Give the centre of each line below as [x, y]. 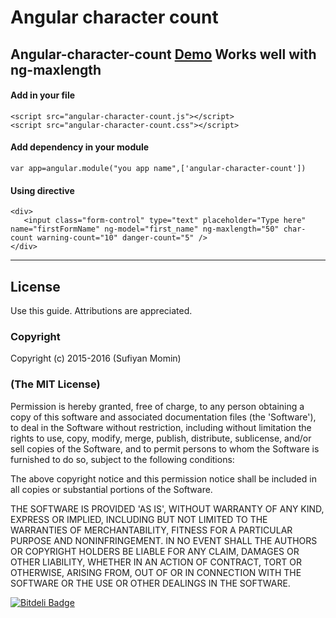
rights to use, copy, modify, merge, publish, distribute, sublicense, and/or [161, 438]
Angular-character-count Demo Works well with [163, 54]
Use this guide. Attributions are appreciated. [101, 310]
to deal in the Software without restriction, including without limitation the [161, 427]
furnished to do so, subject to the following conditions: [122, 459]
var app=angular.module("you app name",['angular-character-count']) [158, 168]
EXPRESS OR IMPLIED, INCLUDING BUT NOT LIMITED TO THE [139, 519]
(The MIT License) [55, 384]
